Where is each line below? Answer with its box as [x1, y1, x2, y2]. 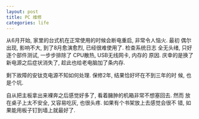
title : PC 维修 [6, 14, 42, 20]
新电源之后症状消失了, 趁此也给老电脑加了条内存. [6, 59, 126, 66]
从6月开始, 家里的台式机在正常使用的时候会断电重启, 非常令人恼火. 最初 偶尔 [6, 37, 192, 44]
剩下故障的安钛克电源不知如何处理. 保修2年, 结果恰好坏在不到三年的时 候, [6, 72, 185, 79]
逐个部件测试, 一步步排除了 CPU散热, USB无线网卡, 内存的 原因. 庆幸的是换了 [6, 52, 194, 59]
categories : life [6, 20, 49, 26]
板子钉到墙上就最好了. [21, 107, 76, 114]
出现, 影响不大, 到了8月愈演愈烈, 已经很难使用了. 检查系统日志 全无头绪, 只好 [6, 44, 192, 51]
